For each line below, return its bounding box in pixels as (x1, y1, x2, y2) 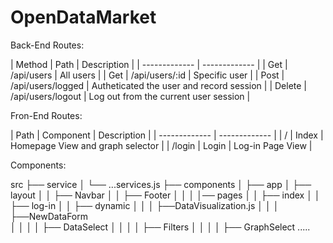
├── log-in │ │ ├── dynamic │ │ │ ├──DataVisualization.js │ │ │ (10, 199, 280, 211)
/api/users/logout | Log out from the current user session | (10, 90, 251, 102)
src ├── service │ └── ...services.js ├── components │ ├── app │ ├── (10, 178, 312, 190)
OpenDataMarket (10, 6, 157, 29)
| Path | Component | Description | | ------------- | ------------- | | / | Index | (10, 129, 324, 141)
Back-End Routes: (10, 39, 85, 51)
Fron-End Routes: (10, 109, 83, 121)
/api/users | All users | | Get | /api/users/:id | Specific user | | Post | (10, 69, 285, 81)
